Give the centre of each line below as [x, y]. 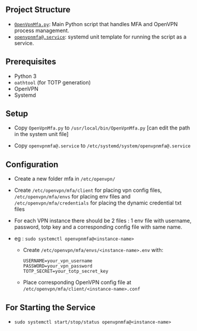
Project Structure [38, 10]
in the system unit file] [41, 134]
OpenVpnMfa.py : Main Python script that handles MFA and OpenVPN [96, 24]
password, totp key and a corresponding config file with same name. [98, 227]
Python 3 [25, 76]
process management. [42, 30]
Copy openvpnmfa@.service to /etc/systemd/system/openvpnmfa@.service [102, 146]
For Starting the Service [51, 308]
